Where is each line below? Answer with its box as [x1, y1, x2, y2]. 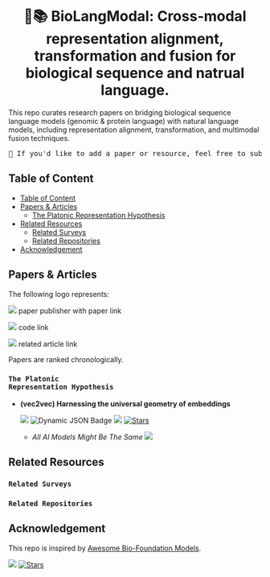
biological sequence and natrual [25, 64, 245, 82]
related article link [18, 339, 78, 348]
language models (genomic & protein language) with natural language [8, 116, 239, 126]
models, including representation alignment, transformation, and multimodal [8, 125, 260, 134]
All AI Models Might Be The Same [31, 432, 143, 442]
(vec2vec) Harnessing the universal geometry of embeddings [19, 398, 231, 408]
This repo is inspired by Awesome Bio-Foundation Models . [8, 543, 202, 553]
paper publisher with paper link [18, 306, 122, 315]
